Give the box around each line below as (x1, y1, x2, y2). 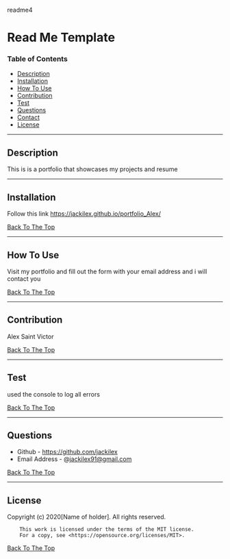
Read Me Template (7, 30, 115, 45)
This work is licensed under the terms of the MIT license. (19, 526, 194, 533)
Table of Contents (7, 54, 68, 64)
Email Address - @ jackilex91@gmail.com (16, 455, 132, 463)
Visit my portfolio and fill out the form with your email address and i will (7, 267, 207, 275)
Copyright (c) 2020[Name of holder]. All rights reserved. (7, 513, 166, 521)
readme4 (7, 6, 33, 14)
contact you (7, 274, 41, 283)
